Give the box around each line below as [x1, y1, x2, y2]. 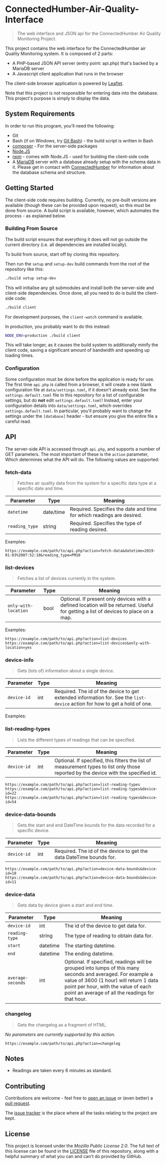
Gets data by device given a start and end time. [17, 902, 114, 908]
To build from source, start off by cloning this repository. [5, 251, 120, 257]
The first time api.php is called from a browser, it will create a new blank [5, 381, 152, 388]
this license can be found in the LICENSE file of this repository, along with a [5, 1148, 159, 1154]
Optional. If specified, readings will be [64, 959, 152, 966]
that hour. [64, 996, 87, 1003]
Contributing [5, 1082, 45, 1090]
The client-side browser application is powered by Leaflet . [5, 80, 124, 86]
